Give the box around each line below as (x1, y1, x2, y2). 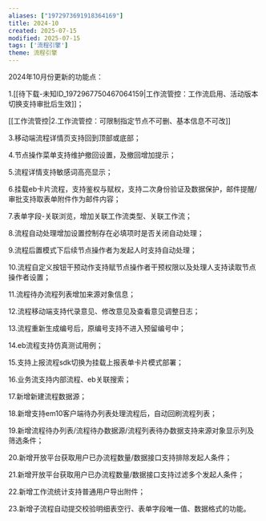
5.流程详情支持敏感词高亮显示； (8, 168, 113, 176)
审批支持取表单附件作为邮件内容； (8, 194, 121, 204)
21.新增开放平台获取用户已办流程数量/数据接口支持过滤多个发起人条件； (8, 470, 245, 479)
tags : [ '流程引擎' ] (8, 42, 69, 50)
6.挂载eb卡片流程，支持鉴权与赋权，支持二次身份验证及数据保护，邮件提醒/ (8, 184, 258, 193)
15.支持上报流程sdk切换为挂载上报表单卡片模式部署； (8, 357, 184, 367)
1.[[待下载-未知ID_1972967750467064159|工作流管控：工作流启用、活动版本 (8, 89, 259, 99)
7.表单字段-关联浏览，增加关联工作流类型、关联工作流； (8, 212, 192, 220)
